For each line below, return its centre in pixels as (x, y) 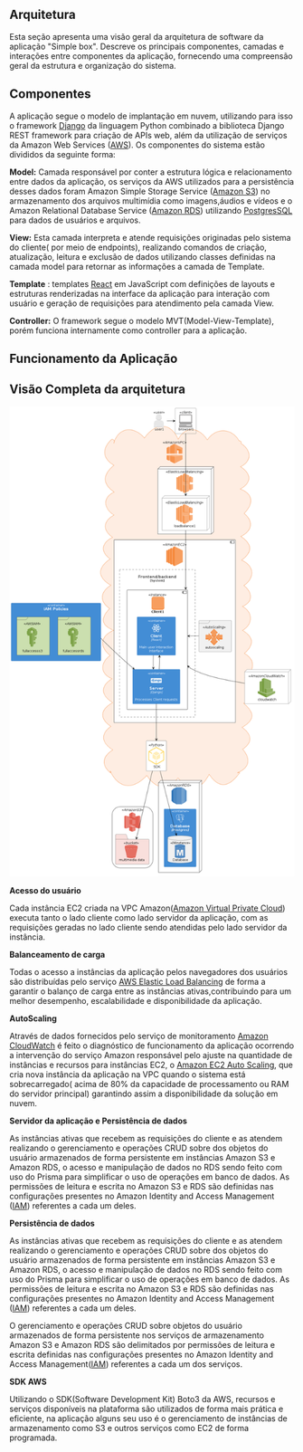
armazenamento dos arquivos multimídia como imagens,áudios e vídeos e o (151, 201)
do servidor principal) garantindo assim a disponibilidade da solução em (144, 1094)
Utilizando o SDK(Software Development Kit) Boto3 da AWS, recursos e (142, 1399)
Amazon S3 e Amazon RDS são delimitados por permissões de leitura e (142, 1344)
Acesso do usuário (45, 890)
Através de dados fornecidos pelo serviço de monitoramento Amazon (139, 1036)
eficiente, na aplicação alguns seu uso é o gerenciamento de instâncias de (148, 1418)
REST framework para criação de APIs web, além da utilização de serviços (148, 135)
